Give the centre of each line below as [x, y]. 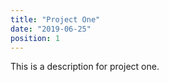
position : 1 [35, 38]
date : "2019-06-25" [51, 29]
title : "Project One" [55, 19]
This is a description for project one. [85, 67]
